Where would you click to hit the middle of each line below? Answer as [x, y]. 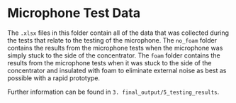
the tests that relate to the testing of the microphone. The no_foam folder [112, 40]
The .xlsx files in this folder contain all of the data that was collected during [118, 33]
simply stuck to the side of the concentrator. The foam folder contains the [114, 55]
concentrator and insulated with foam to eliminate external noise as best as [117, 70]
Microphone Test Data [74, 13]
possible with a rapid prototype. [54, 78]
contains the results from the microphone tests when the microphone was [115, 48]
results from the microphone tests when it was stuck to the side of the [109, 63]
